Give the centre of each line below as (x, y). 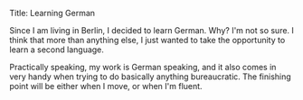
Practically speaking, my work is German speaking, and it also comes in (143, 67)
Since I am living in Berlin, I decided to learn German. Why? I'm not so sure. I (151, 30)
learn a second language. (57, 50)
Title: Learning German (52, 13)
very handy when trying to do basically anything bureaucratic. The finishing (150, 77)
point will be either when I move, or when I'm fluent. (106, 86)
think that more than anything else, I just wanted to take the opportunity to (147, 40)
